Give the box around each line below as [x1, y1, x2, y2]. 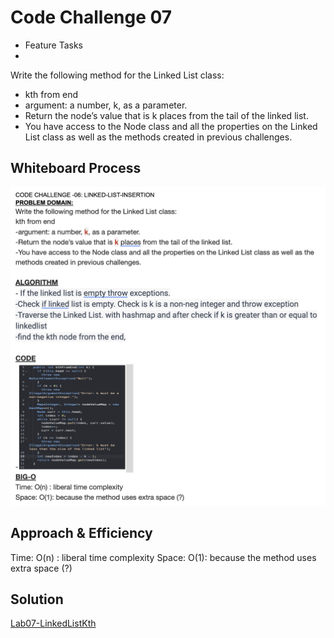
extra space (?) [10, 562, 73, 574]
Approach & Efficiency [10, 525, 153, 542]
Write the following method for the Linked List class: [10, 69, 225, 81]
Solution [10, 591, 64, 608]
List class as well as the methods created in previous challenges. [24, 131, 293, 143]
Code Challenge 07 [10, 6, 173, 29]
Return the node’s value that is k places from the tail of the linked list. [24, 109, 309, 121]
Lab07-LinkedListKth [10, 617, 97, 630]
